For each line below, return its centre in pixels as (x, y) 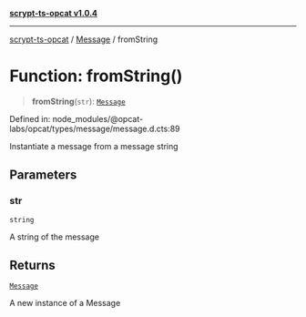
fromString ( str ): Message (78, 101)
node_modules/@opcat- (98, 118)
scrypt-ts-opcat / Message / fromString (84, 39)
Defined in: (30, 118)
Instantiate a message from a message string (94, 146)
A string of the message (55, 237)
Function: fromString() (96, 76)
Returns (33, 266)
